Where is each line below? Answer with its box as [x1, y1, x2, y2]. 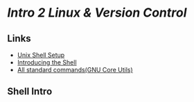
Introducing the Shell [17, 58, 78, 67]
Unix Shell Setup [17, 51, 65, 59]
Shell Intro [7, 85, 53, 98]
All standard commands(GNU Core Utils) [17, 66, 133, 74]
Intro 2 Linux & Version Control [7, 5, 187, 21]
